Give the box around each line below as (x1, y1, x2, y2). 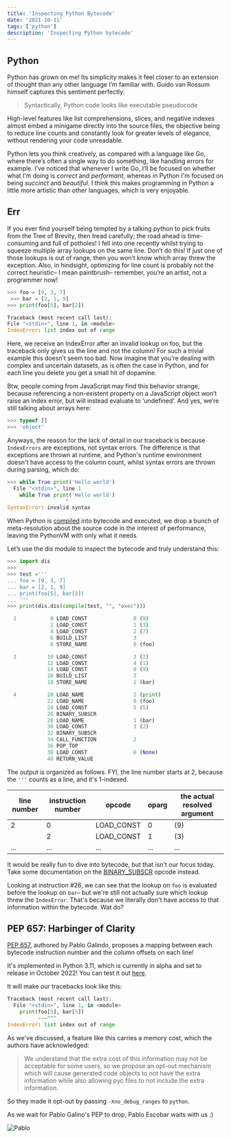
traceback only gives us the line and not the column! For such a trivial (7, 347, 204, 355)
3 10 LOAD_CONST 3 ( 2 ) (13, 653, 149, 660)
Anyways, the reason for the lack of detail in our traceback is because (7, 436, 206, 444)
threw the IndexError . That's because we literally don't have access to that (7, 896, 219, 904)
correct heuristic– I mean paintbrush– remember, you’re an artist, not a (7, 268, 207, 276)
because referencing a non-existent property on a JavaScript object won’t (7, 390, 217, 398)
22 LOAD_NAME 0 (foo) (47, 697, 155, 704)
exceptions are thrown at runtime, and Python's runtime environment (7, 450, 202, 459)
